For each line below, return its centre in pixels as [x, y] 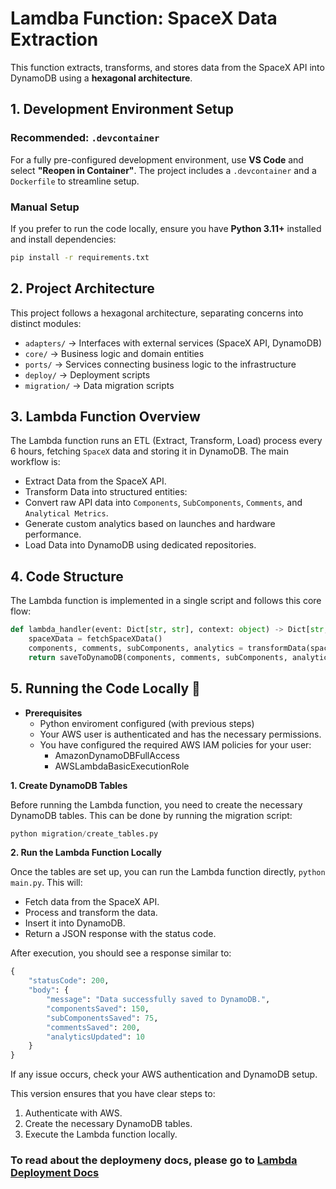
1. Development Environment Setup [122, 109]
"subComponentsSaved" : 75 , [102, 1018]
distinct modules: [46, 323]
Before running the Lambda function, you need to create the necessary [156, 804]
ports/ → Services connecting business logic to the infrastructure [160, 364]
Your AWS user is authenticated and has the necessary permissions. [180, 734]
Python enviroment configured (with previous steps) [147, 723]
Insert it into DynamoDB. [75, 923]
